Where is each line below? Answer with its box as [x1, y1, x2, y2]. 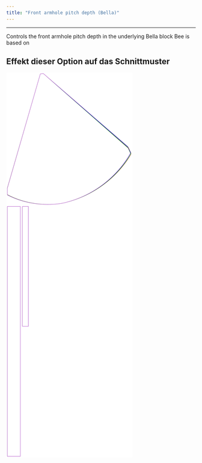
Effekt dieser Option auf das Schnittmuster [6, 57, 170, 67]
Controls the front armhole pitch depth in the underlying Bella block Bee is [6, 32, 190, 40]
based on [6, 39, 30, 46]
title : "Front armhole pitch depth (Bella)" [6, 10, 120, 16]
